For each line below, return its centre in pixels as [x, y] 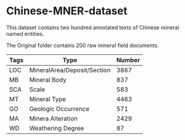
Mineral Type [47, 99]
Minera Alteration [53, 119]
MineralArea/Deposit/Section [70, 70]
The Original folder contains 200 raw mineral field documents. [83, 45]
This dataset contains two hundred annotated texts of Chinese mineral [92, 27]
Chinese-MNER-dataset [67, 11]
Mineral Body [48, 80]
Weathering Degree [57, 128]
